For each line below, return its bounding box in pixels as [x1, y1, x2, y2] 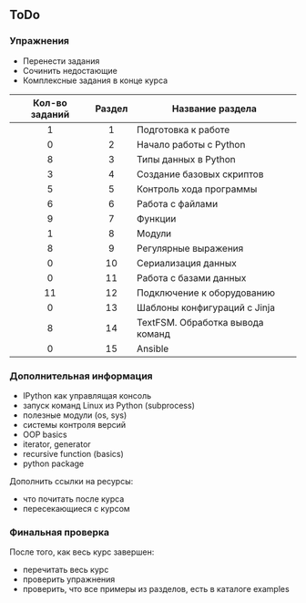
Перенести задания [22, 55, 100, 67]
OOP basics [22, 429, 67, 440]
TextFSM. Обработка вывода [136, 316, 264, 328]
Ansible [136, 342, 169, 355]
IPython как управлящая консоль [22, 390, 152, 400]
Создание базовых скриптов [136, 168, 264, 181]
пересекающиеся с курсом [22, 503, 130, 514]
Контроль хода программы [136, 182, 258, 195]
